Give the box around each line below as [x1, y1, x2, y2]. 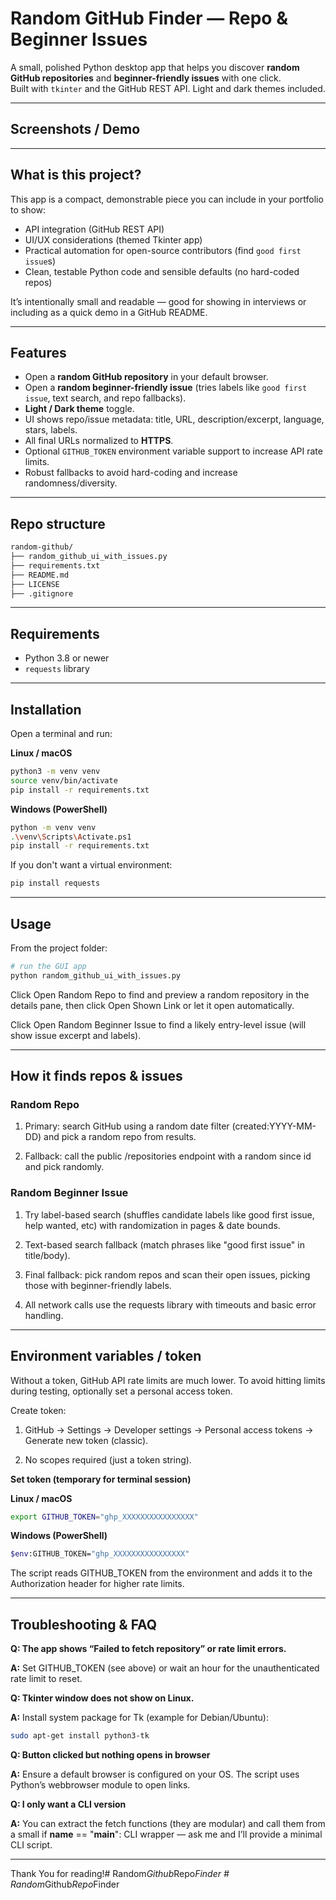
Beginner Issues [10, 28, 148, 51]
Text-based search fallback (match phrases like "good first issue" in [24, 1238, 305, 1251]
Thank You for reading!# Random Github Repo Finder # [10, 1867, 230, 1879]
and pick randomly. [24, 1161, 105, 1173]
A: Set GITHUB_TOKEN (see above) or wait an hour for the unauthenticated [10, 1662, 320, 1674]
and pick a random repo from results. [43, 1131, 197, 1143]
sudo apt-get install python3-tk [10, 1731, 150, 1741]
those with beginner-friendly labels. [24, 1279, 172, 1291]
